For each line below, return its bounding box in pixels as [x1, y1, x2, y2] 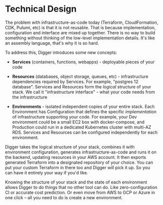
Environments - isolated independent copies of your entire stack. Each [12, 103, 155, 109]
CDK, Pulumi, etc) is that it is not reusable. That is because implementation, [5, 24, 156, 30]
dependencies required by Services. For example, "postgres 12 [12, 79, 139, 85]
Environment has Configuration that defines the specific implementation [12, 108, 157, 115]
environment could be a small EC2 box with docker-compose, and [12, 119, 145, 125]
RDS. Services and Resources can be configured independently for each [12, 129, 158, 135]
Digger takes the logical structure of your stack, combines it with [5, 144, 135, 150]
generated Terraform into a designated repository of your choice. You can [5, 159, 153, 165]
